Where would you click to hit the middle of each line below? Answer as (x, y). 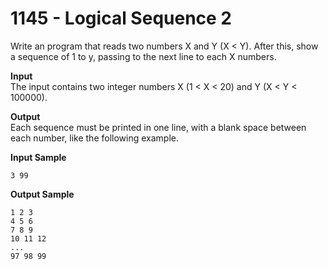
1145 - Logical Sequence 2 (121, 18)
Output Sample (42, 194)
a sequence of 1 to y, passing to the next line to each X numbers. (143, 56)
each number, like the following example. (95, 138)
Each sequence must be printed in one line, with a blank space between (158, 127)
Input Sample (38, 157)
